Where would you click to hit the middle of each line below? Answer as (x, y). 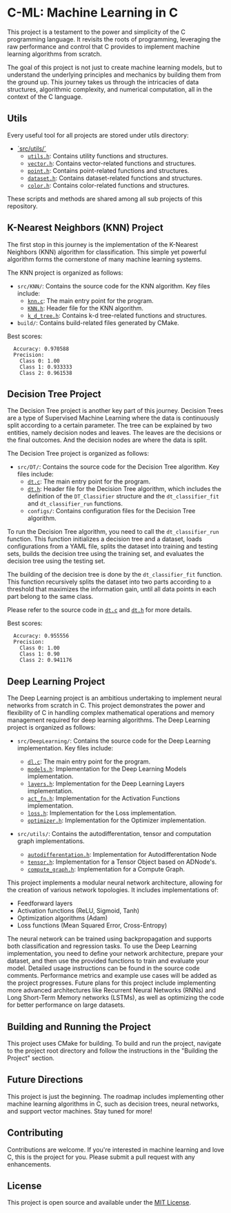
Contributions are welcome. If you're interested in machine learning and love (116, 1149)
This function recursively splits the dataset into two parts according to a (109, 582)
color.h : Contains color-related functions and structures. (108, 185)
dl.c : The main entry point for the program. (89, 761)
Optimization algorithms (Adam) (62, 918)
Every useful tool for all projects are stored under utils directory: (98, 135)
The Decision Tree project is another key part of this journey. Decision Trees (115, 411)
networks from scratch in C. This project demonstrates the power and (106, 705)
